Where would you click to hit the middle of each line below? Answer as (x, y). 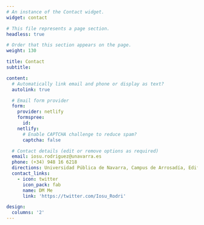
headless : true (25, 34)
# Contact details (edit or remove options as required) (85, 151)
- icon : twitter (38, 179)
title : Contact (25, 62)
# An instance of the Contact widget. (55, 12)
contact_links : (31, 173)
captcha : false (42, 140)
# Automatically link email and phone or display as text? (88, 84)
